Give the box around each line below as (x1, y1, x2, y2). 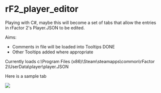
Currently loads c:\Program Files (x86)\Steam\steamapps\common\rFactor (5, 58, 155, 64)
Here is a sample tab (5, 73, 46, 79)
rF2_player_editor (5, 3, 79, 15)
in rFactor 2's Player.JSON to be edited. (5, 24, 85, 30)
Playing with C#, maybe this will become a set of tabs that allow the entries (5, 20, 157, 25)
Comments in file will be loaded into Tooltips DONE (12, 44, 115, 49)
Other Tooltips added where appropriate (12, 49, 93, 55)
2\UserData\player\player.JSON (5, 64, 69, 70)
